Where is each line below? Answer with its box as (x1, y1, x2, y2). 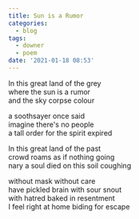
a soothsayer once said (8, 111, 85, 120)
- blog (15, 26, 38, 34)
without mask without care (8, 176, 96, 185)
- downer (15, 42, 45, 50)
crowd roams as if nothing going (8, 152, 115, 161)
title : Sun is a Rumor (8, 11, 84, 20)
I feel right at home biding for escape (8, 201, 130, 211)
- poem (15, 49, 38, 57)
